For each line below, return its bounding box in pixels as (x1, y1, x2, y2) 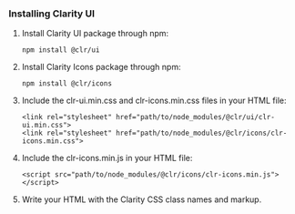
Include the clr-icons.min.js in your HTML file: (21, 153, 193, 164)
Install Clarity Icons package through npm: (21, 62, 181, 73)
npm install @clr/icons (21, 79, 113, 88)
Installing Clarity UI (8, 7, 96, 20)
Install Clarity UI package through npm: (21, 28, 169, 39)
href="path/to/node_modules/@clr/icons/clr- (116, 128, 288, 138)
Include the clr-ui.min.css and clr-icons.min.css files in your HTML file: (21, 95, 288, 107)
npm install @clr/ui (21, 46, 100, 55)
